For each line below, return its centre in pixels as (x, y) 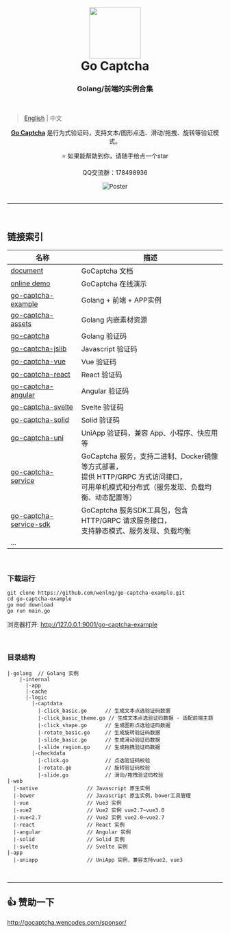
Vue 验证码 (99, 362)
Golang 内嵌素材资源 (114, 320)
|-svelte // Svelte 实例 (71, 847)
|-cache (36, 692)
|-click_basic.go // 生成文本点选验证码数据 (104, 711)
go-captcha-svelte (42, 407)
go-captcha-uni (37, 438)
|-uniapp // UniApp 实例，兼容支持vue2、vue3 (98, 860)
